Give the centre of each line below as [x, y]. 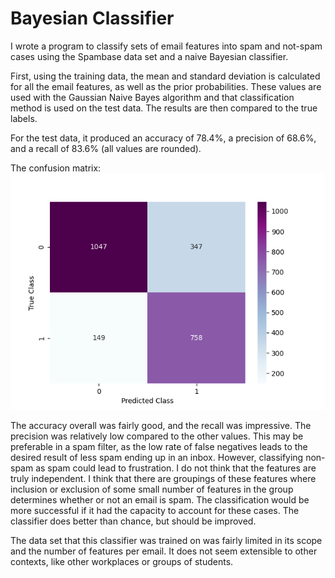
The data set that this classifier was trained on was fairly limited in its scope [166, 540]
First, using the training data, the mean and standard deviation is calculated [165, 76]
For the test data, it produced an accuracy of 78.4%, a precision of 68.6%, [163, 138]
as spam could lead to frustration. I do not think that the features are [176, 468]
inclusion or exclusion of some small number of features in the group [152, 489]
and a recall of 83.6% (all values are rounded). [106, 148]
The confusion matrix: [56, 168]
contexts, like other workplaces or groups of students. [122, 561]
